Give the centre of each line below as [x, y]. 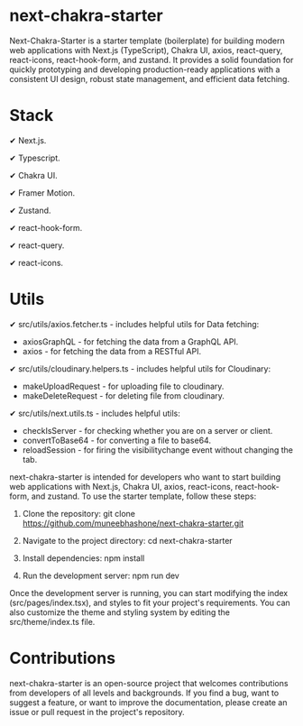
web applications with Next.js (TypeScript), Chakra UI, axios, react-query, [146, 50]
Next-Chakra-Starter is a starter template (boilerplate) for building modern [147, 41]
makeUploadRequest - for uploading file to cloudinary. [123, 386]
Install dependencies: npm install [83, 558]
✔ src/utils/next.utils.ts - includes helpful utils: [95, 413]
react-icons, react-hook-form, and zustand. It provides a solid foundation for [151, 60]
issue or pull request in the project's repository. [97, 712]
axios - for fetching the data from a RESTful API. [112, 351]
